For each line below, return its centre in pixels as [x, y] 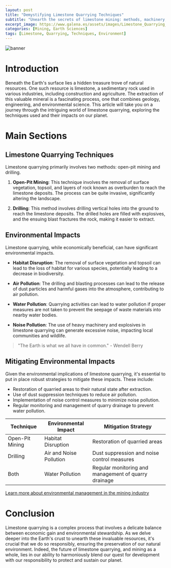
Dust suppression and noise [126, 453]
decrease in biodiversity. [38, 274]
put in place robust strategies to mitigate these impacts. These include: [80, 379]
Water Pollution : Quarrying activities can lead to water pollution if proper [89, 304]
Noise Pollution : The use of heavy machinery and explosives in [79, 324]
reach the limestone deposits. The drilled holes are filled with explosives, [89, 213]
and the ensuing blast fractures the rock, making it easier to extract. [84, 219]
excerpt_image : [21, 24]
